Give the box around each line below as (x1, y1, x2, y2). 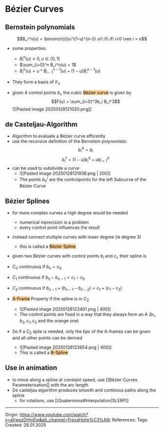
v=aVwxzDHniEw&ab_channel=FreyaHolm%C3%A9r (5, 417, 111, 423)
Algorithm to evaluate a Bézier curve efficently (12, 133, 106, 139)
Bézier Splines (5, 197, 50, 205)
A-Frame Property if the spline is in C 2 (12, 296, 89, 303)
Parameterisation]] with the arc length (12, 382, 89, 387)
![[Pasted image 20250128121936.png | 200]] (19, 170, 111, 177)
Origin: (5, 411, 19, 417)
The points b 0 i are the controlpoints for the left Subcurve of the (19, 176, 146, 183)
